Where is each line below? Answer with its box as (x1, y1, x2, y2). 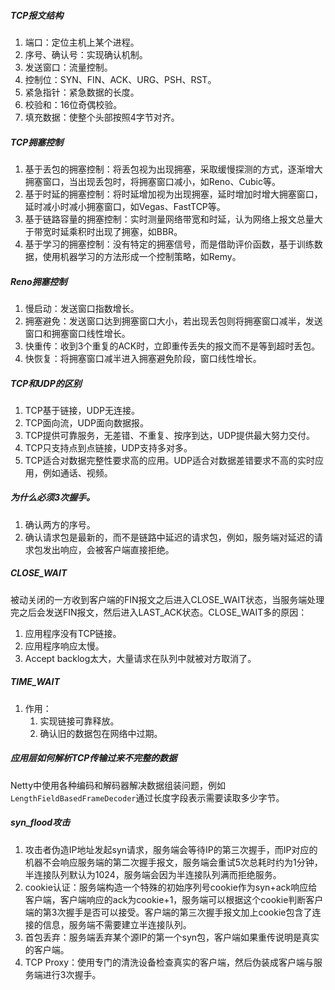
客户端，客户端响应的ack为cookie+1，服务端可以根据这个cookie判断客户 (24, 893, 324, 905)
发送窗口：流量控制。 (24, 61, 113, 73)
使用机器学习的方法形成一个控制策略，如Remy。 (42, 250, 242, 262)
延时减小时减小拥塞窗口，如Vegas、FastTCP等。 (24, 200, 226, 212)
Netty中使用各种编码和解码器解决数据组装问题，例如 (10, 779, 227, 791)
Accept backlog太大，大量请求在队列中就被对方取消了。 (24, 652, 257, 664)
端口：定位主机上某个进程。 (24, 36, 140, 48)
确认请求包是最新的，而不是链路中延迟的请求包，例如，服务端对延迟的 (24, 531, 315, 543)
